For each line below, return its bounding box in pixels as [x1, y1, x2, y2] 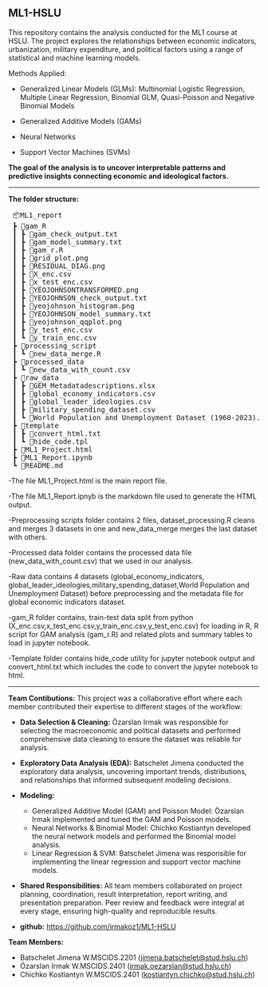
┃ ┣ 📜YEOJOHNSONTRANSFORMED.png [12, 285, 140, 294]
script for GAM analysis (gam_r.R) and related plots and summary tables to [8, 630, 253, 639]
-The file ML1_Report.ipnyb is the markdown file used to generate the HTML [8, 491, 257, 501]
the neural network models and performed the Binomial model [31, 831, 237, 841]
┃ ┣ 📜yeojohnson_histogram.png [12, 301, 135, 310]
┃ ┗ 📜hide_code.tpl [12, 436, 89, 446]
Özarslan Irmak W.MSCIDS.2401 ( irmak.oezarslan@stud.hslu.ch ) [19, 961, 232, 970]
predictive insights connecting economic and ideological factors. [8, 171, 229, 180]
